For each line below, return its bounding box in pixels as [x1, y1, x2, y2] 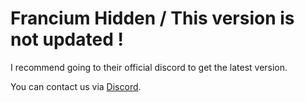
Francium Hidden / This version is [10, 7, 295, 30]
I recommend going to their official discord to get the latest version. [10, 61, 288, 73]
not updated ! [10, 28, 124, 51]
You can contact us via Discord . [10, 80, 142, 92]
